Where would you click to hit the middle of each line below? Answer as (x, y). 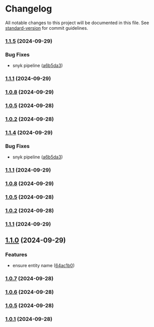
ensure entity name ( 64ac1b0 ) (44, 266)
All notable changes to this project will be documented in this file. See (77, 23)
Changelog (29, 9)
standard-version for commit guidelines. (47, 28)
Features (16, 255)
